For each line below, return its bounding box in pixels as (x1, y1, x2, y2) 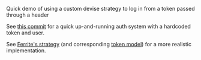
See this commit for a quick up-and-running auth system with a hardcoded (6, 23, 191, 30)
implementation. (6, 47, 46, 54)
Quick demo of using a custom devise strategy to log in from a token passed (6, 5, 195, 12)
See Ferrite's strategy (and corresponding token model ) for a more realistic (6, 41, 192, 48)
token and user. (6, 29, 45, 36)
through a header (6, 11, 49, 18)
